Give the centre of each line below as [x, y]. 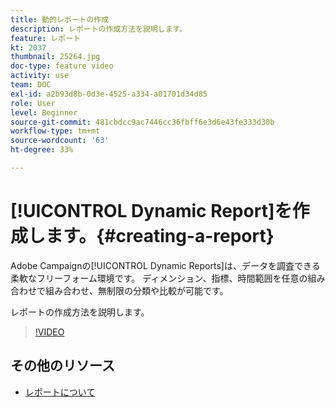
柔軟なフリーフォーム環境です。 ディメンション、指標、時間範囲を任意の [159, 278]
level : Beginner [44, 112]
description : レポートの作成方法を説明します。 [99, 29]
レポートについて [60, 392]
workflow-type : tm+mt [55, 131]
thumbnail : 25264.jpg [55, 57]
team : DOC [31, 85]
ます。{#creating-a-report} [160, 236]
